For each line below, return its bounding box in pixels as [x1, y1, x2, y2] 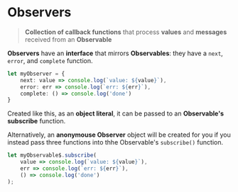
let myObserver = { [7, 70, 65, 77]
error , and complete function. [7, 56, 94, 64]
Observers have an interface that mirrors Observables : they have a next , [7, 49, 224, 57]
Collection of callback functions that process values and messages [24, 28, 227, 36]
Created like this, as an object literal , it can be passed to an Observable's [7, 109, 225, 118]
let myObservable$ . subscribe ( [7, 152, 97, 159]
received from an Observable [24, 35, 112, 43]
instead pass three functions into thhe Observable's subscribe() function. [7, 138, 224, 147]
